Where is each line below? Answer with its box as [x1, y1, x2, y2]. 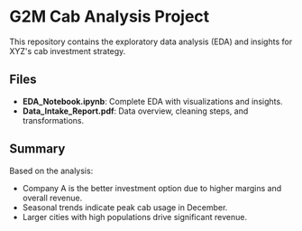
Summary [9, 142, 66, 157]
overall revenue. [22, 192, 83, 203]
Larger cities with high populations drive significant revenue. [22, 211, 248, 222]
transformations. [22, 115, 85, 125]
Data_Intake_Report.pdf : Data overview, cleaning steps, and [22, 106, 249, 116]
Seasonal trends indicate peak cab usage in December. [22, 201, 228, 213]
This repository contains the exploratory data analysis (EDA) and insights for [9, 36, 293, 47]
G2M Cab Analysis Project [9, 6, 210, 27]
